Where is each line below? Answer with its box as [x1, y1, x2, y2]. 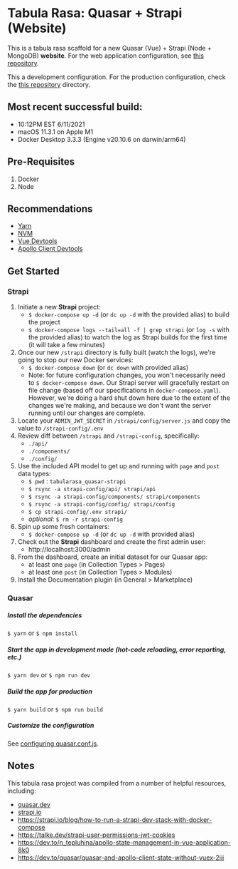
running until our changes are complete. [28, 408, 146, 418]
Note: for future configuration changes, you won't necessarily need [28, 371, 226, 379]
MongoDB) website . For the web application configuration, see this [7, 51, 205, 60]
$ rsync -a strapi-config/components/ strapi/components [28, 493, 201, 500]
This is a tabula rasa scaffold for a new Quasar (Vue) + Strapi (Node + [7, 43, 212, 52]
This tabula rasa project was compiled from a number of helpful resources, [7, 778, 227, 787]
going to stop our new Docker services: [17, 356, 134, 364]
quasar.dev [17, 800, 51, 808]
